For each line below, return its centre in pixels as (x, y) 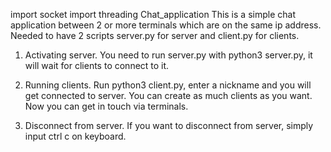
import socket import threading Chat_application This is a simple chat (153, 14)
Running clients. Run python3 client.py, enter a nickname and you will (168, 85)
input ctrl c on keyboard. (75, 136)
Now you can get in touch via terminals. (106, 106)
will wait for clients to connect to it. (97, 65)
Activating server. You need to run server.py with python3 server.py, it (168, 55)
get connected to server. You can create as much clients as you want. (168, 95)
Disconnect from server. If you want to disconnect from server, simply (169, 125)
